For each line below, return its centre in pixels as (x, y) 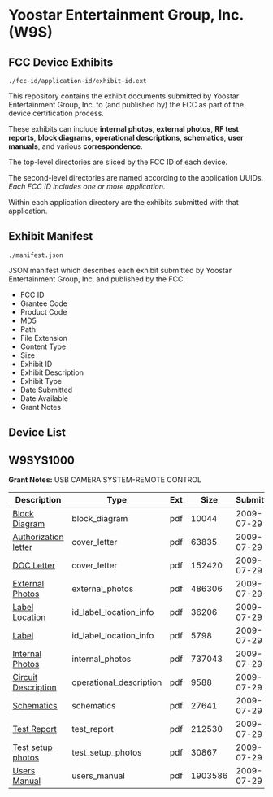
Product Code (43, 311)
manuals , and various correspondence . (76, 146)
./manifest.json (36, 255)
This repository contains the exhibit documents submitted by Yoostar (124, 96)
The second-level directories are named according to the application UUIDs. (136, 178)
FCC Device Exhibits (61, 62)
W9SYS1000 (41, 460)
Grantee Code (43, 303)
